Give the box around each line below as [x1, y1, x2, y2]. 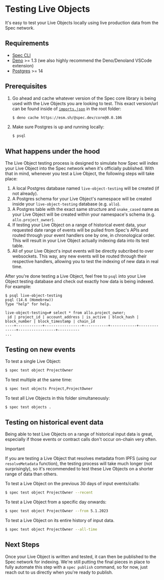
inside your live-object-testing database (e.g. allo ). [12, 201, 121, 207]
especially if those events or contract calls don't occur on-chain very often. [5, 436, 157, 442]
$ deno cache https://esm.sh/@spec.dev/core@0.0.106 [12, 115, 122, 120]
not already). [12, 191, 38, 197]
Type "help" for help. [5, 302, 51, 307]
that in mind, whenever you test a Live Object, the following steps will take [5, 171, 155, 176]
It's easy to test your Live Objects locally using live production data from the [5, 20, 159, 26]
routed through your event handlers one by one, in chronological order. [12, 232, 156, 238]
